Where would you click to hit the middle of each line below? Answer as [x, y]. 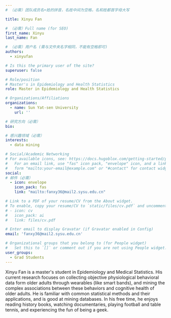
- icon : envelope [28, 183]
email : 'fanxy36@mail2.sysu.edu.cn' [44, 234]
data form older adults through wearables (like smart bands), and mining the [85, 282]
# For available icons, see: [36, 159]
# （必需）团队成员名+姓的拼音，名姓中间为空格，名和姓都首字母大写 [67, 10]
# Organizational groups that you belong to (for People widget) [76, 243]
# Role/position [22, 79]
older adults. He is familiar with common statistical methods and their [78, 294]
